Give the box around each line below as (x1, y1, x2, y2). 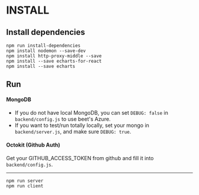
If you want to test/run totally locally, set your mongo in (14, 122, 150, 129)
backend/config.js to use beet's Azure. (14, 115, 111, 122)
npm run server (6, 178, 44, 184)
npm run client (6, 183, 44, 189)
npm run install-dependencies (6, 43, 81, 48)
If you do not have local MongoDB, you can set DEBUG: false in (14, 109, 169, 116)
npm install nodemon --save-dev (6, 48, 86, 54)
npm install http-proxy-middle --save (6, 53, 102, 59)
